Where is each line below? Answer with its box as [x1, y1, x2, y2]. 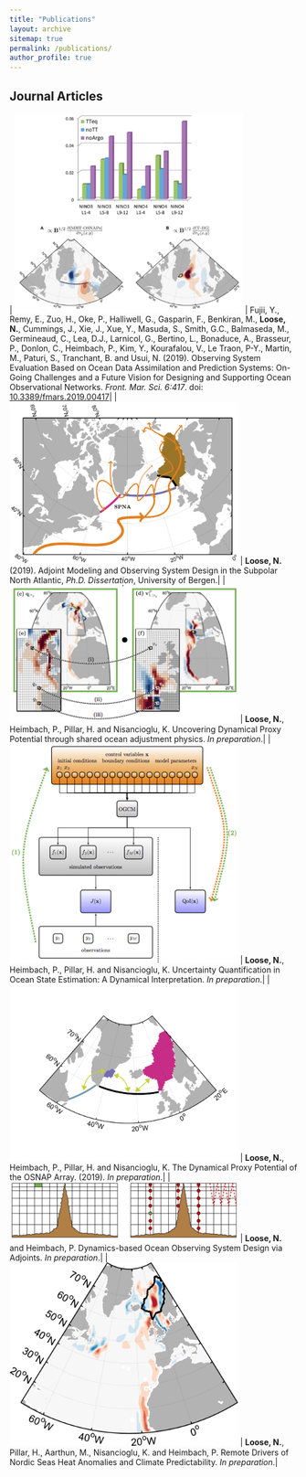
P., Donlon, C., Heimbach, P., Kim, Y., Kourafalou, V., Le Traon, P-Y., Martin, [9, 343, 292, 354]
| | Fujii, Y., [9, 304, 280, 315]
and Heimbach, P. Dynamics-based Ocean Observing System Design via [9, 1243, 283, 1254]
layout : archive [9, 24, 71, 34]
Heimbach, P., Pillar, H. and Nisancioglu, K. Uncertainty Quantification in [9, 964, 280, 975]
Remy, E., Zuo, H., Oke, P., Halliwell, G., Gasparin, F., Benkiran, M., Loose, [9, 313, 286, 324]
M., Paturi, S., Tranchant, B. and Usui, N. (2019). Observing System [9, 353, 261, 364]
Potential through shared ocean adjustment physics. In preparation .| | [9, 733, 271, 744]
